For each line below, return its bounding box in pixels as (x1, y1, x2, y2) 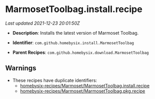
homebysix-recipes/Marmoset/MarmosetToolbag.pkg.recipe (20, 88, 145, 94)
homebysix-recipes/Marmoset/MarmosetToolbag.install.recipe (20, 82, 150, 88)
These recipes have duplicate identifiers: (12, 77, 97, 83)
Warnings (5, 64, 37, 72)
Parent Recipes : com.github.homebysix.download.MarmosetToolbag (12, 49, 149, 55)
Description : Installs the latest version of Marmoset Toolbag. (12, 30, 139, 36)
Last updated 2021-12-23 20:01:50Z (5, 20, 80, 26)
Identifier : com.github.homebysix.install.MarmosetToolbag (12, 39, 134, 46)
